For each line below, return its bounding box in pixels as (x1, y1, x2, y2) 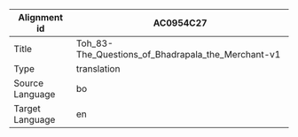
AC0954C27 (153, 17, 208, 29)
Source (13, 77, 44, 89)
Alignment (18, 11, 64, 23)
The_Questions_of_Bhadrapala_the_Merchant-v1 (75, 49, 281, 60)
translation (75, 63, 121, 74)
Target (13, 103, 42, 114)
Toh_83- (75, 37, 114, 49)
